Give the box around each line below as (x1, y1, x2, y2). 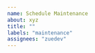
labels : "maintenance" (7, 29, 73, 36)
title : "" (7, 23, 36, 30)
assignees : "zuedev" (7, 36, 67, 43)
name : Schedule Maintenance (7, 10, 89, 17)
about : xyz (7, 17, 39, 23)
